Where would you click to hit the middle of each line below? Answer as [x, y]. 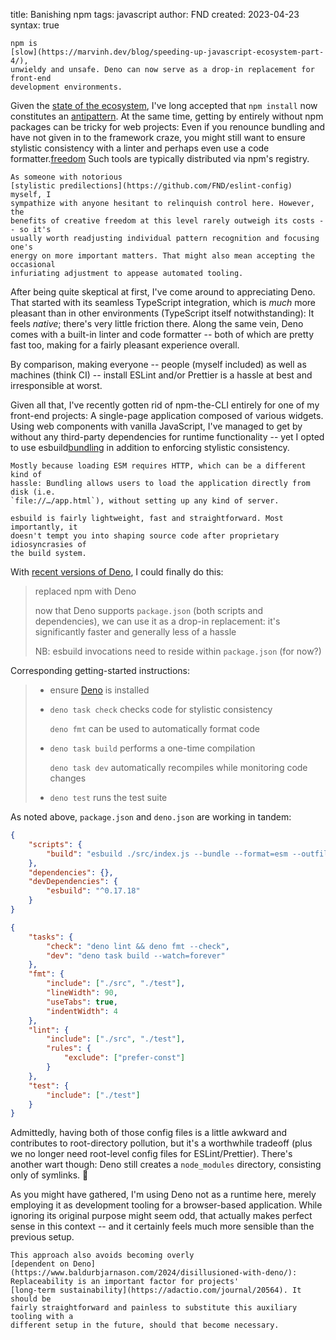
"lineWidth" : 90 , [82, 993]
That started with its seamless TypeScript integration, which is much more [163, 302]
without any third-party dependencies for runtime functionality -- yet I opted [167, 437]
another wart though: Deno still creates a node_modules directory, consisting [166, 1165]
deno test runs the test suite [108, 797]
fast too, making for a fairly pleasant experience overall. [125, 345]
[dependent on [40, 1264]
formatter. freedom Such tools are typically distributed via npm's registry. [160, 158]
